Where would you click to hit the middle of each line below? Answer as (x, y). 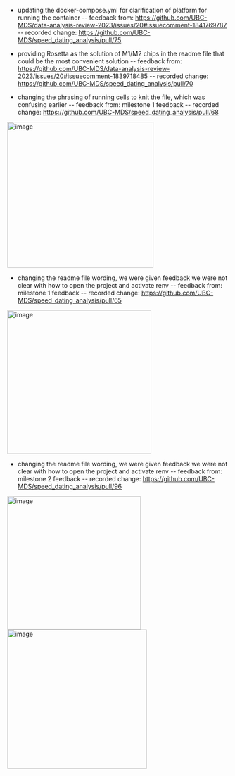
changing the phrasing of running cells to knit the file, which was (111, 97)
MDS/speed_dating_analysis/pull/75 (69, 40)
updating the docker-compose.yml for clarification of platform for (112, 10)
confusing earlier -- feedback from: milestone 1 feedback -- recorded (118, 104)
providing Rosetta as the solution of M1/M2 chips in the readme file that (121, 53)
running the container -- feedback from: (75, 18)
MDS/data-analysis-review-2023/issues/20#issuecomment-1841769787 (122, 25)
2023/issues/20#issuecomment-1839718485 (83, 76)
